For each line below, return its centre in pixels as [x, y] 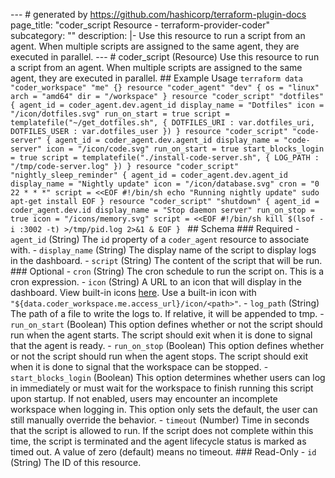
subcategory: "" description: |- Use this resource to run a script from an [158, 35]
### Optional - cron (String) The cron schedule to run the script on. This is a [167, 271]
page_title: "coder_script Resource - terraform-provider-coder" [140, 25]
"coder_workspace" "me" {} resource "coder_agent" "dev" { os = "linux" [165, 88]
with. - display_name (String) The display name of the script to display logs [163, 250]
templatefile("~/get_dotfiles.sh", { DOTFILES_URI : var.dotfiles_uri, [162, 123]
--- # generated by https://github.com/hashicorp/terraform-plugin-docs [158, 14]
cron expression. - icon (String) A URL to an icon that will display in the [156, 282]
